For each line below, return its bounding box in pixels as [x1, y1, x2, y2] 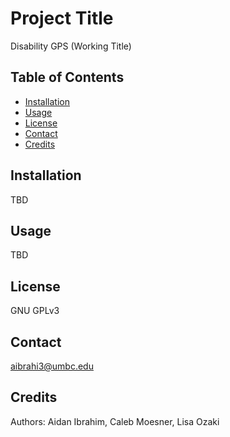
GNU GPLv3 [10, 305, 60, 317]
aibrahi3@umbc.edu [10, 360, 94, 372]
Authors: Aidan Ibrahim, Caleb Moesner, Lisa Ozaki [10, 415, 220, 427]
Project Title [10, 7, 114, 30]
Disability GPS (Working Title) [10, 40, 132, 52]
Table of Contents [10, 69, 125, 86]
